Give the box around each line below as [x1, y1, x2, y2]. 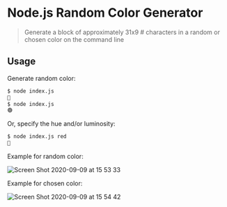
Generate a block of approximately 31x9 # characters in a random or [24, 28, 221, 36]
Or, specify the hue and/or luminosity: [7, 120, 116, 128]
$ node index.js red [7, 133, 68, 140]
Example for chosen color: [7, 179, 83, 187]
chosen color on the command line [24, 35, 124, 43]
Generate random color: [7, 74, 76, 82]
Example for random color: [7, 152, 84, 160]
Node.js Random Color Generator [7, 5, 203, 21]
